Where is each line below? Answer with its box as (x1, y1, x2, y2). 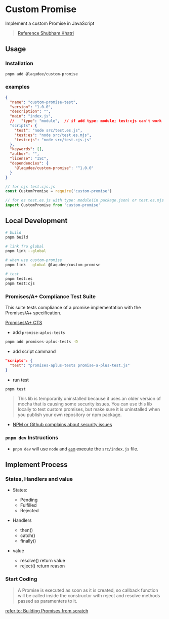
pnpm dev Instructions (5, 434, 59, 441)
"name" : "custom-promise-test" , (10, 100, 78, 105)
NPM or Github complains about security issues (12, 422, 112, 428)
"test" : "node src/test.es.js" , (14, 128, 82, 133)
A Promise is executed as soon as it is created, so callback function (17, 587, 158, 593)
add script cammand (12, 348, 56, 354)
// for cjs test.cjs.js (5, 184, 56, 189)
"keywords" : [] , (10, 147, 44, 152)
